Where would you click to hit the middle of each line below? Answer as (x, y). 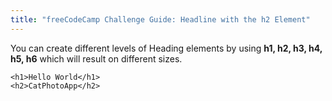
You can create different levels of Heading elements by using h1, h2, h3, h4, (166, 48)
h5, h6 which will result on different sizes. (96, 58)
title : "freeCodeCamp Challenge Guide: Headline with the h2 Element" (160, 19)
